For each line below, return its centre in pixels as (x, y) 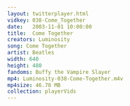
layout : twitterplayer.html (48, 14)
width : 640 (23, 59)
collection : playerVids (42, 91)
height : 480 (24, 66)
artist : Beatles (31, 53)
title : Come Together (40, 33)
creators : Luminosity (39, 40)
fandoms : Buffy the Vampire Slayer (59, 72)
